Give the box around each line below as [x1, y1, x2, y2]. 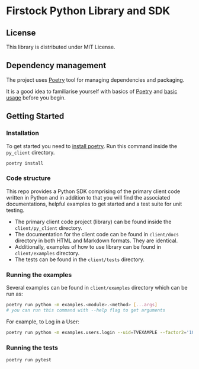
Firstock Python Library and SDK [6, 4, 171, 18]
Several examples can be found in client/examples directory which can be [6, 284, 188, 291]
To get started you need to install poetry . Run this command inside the [6, 142, 178, 149]
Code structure [6, 174, 51, 182]
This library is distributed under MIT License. [6, 43, 115, 50]
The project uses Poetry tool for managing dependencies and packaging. [6, 76, 185, 84]
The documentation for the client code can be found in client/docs [14, 230, 179, 238]
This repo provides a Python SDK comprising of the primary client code [6, 188, 181, 195]
